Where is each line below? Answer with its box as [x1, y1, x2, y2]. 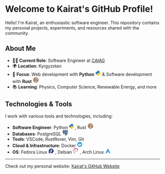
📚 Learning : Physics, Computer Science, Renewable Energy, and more [12, 84, 157, 89]
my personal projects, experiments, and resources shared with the [5, 25, 139, 30]
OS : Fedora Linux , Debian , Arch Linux [12, 149, 104, 155]
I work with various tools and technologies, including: [5, 113, 113, 119]
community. [5, 30, 29, 36]
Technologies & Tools [5, 100, 72, 109]
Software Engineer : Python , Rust [12, 124, 86, 130]
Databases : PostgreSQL [12, 131, 61, 137]
